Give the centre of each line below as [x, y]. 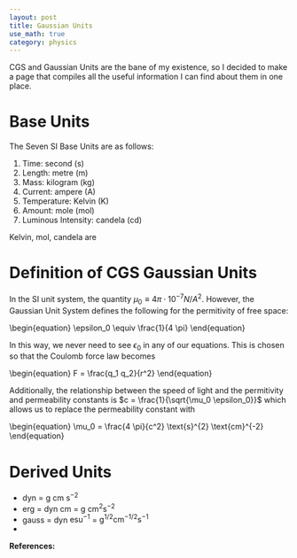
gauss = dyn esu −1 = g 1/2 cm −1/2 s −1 [85, 519]
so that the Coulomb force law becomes [82, 356]
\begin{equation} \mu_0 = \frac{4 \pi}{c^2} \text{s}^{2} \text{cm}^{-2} [137, 427]
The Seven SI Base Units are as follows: [82, 146]
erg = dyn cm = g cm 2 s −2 [68, 508]
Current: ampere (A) [59, 192]
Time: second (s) [53, 164]
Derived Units [61, 472]
